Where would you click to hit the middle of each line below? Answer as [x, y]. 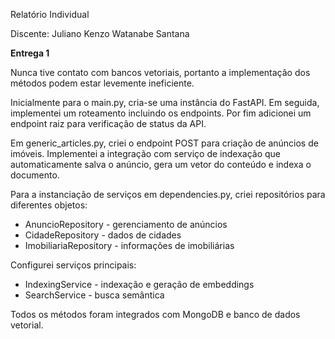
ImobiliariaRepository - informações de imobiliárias [129, 245]
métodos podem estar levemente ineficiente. [102, 83]
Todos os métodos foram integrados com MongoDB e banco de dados [155, 314]
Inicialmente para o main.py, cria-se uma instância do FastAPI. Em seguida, [165, 102]
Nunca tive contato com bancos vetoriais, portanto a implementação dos [160, 72]
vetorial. [27, 325]
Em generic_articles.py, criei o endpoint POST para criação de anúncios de [164, 143]
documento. [35, 175]
